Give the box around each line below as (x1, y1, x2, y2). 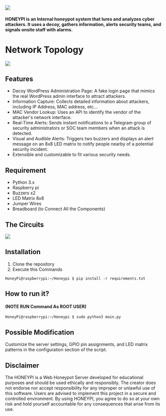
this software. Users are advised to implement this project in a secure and (5, 391, 157, 396)
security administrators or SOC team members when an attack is (12, 125, 145, 131)
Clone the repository (12, 261, 55, 267)
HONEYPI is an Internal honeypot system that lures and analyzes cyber (5, 16, 155, 22)
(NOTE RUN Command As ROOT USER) (5, 303, 87, 309)
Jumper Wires (12, 201, 42, 207)
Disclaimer (5, 361, 39, 370)
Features (5, 74, 33, 83)
